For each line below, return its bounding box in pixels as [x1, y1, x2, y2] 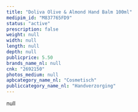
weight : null [6, 32, 40, 38]
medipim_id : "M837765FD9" [6, 15, 72, 21]
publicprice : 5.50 [6, 54, 53, 61]
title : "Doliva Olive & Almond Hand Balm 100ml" [6, 9, 133, 15]
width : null [6, 37, 37, 43]
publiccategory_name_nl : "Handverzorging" [6, 83, 116, 89]
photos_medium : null [6, 72, 59, 78]
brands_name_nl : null [6, 60, 62, 66]
